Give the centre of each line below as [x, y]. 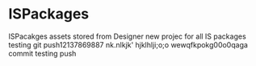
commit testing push [42, 53]
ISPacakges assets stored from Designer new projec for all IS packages [127, 36]
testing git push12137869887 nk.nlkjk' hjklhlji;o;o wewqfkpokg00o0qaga [128, 44]
